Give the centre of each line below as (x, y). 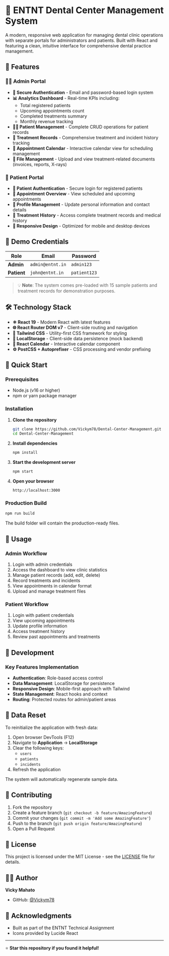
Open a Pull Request (34, 829)
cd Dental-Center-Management (43, 434)
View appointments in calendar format (52, 586)
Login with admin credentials (43, 564)
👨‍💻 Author (22, 878)
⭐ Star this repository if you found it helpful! (52, 948)
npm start (23, 471)
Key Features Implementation (42, 667)
